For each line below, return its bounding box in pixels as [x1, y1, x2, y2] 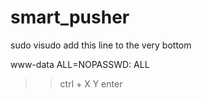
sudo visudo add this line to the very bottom [10, 39, 192, 51]
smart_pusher [10, 6, 130, 29]
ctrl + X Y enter [59, 77, 123, 90]
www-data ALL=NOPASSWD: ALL [10, 58, 150, 70]
